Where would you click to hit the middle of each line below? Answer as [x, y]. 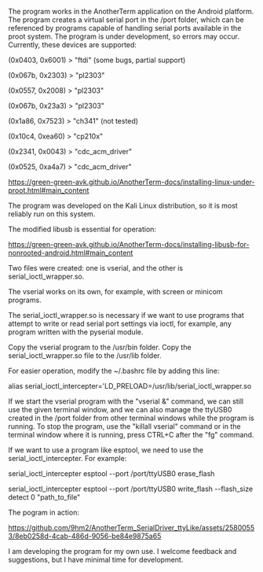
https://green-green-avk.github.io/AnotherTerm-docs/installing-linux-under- [131, 182]
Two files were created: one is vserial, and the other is [95, 268]
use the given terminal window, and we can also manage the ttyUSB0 [120, 410]
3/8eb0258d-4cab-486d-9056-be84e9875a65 [85, 536]
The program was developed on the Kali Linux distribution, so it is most [123, 205]
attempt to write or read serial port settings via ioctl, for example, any [120, 323]
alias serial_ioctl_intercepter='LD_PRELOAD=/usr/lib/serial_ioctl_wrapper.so [130, 386]
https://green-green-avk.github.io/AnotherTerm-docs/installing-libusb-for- [129, 244]
